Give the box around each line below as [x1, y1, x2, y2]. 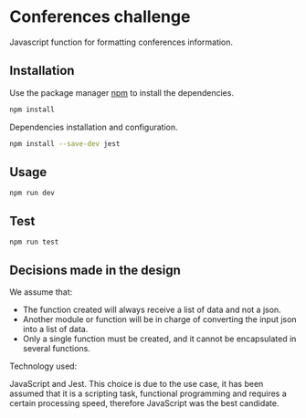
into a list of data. [22, 323, 89, 334]
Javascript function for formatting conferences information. [9, 37, 234, 47]
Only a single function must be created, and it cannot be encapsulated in [22, 333, 297, 344]
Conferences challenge [9, 6, 191, 27]
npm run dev [9, 189, 55, 198]
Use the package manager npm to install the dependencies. [9, 87, 235, 98]
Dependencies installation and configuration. [9, 121, 178, 132]
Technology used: [9, 361, 78, 371]
